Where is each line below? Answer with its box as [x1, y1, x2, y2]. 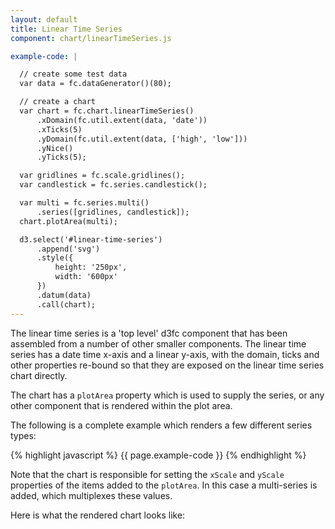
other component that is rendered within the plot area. [10, 399, 233, 411]
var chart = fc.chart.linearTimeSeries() [19, 106, 195, 116]
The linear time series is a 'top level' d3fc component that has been [10, 327, 288, 339]
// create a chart [19, 97, 97, 107]
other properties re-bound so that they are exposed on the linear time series [10, 359, 325, 371]
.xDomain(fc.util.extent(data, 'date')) [36, 115, 208, 125]
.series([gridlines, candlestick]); [36, 207, 190, 217]
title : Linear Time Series [10, 24, 123, 34]
